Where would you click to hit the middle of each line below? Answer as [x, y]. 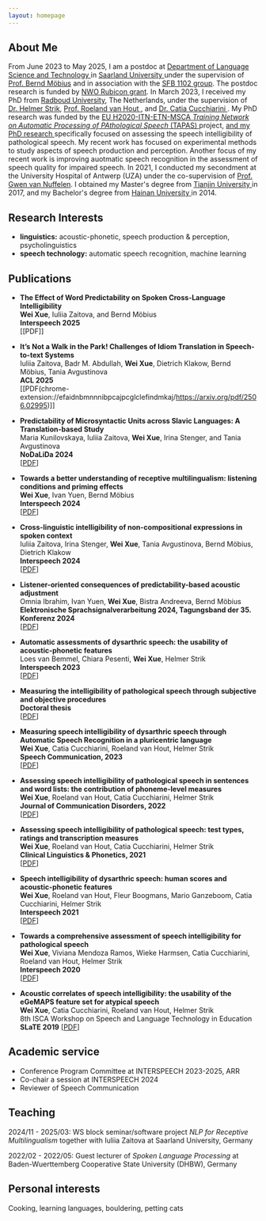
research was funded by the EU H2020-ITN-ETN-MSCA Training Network [129, 117]
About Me [33, 48]
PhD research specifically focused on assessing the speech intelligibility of [130, 134]
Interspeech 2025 [50, 323]
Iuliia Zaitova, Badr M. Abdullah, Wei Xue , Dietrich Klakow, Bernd [125, 363]
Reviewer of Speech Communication [79, 1088]
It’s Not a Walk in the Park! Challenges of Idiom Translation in [122, 347]
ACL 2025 [36, 380]
